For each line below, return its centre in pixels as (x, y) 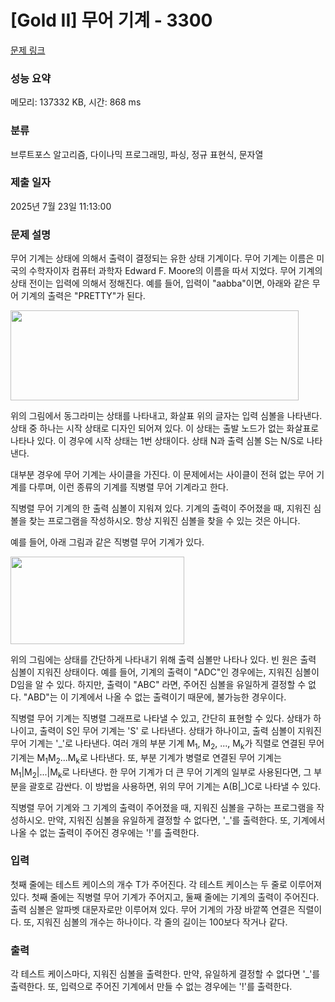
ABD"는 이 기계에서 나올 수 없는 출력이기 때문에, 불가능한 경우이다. (157, 697)
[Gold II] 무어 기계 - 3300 (111, 20)
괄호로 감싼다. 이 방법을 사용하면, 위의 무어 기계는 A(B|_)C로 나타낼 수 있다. (175, 786)
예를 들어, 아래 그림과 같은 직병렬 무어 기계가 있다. (107, 542)
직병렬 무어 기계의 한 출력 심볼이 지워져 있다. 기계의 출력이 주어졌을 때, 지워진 (161, 508)
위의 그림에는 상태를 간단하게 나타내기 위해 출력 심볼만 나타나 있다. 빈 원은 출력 (163, 660)
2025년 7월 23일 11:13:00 (61, 206)
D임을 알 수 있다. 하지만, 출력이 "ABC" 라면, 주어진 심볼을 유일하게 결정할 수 (158, 685)
